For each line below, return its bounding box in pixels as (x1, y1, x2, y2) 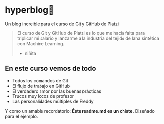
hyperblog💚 (5, 4, 54, 16)
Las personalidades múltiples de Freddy (12, 98, 94, 104)
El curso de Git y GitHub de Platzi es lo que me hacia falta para (17, 30, 145, 36)
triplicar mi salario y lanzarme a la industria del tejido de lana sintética (17, 35, 159, 41)
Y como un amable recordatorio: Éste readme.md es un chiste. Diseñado (5, 108, 155, 114)
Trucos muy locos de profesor (12, 93, 74, 99)
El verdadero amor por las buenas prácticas (12, 88, 101, 94)
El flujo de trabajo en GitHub (12, 83, 70, 89)
